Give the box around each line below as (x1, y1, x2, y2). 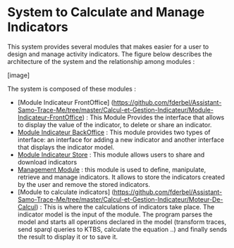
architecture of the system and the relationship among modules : (7, 57, 195, 65)
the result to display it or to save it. (17, 233, 118, 241)
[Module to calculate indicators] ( (17, 188, 114, 196)
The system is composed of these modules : (7, 84, 136, 93)
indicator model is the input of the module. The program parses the (17, 210, 213, 218)
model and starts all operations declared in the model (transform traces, (17, 217, 227, 226)
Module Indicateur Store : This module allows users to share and (17, 150, 205, 159)
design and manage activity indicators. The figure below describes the (7, 50, 213, 58)
